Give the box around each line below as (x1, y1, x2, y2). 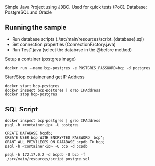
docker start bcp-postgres (5, 83, 60, 88)
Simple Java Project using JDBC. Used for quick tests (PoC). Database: (5, 4, 147, 10)
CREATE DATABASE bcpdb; (5, 131, 53, 136)
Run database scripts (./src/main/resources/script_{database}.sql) (12, 36, 144, 42)
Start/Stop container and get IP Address (5, 74, 85, 80)
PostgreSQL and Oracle (5, 9, 52, 15)
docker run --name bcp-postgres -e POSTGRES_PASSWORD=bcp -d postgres (5, 65, 151, 70)
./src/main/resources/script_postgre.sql (5, 156, 90, 161)
